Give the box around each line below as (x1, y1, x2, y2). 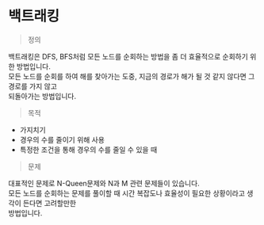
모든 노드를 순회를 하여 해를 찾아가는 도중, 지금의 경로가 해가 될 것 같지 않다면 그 (8, 71, 255, 81)
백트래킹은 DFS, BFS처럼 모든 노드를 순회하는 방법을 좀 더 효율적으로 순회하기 (8, 51, 248, 61)
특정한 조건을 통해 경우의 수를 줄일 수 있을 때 (19, 144, 158, 154)
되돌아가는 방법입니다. (8, 91, 77, 101)
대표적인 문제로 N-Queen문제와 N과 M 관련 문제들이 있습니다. (8, 178, 200, 188)
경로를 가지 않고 (8, 81, 58, 91)
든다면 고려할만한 (22, 198, 77, 208)
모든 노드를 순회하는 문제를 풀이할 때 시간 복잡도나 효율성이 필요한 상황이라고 (8, 188, 246, 198)
